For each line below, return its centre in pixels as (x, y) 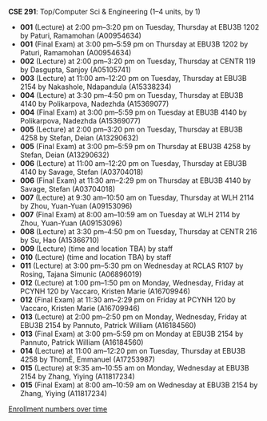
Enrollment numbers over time (58, 409)
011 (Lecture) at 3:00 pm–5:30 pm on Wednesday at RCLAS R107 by (132, 265)
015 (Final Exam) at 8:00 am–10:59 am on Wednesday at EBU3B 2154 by (139, 385)
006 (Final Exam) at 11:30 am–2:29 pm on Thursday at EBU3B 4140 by (135, 180)
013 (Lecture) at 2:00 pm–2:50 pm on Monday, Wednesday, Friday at (133, 317)
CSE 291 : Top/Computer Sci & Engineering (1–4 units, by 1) (105, 12)
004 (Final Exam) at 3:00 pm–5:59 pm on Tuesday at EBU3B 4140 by (133, 112)
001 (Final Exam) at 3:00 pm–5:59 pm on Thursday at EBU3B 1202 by (134, 44)
